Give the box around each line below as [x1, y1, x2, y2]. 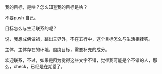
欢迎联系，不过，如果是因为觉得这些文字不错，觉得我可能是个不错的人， [5, 57, 153, 63]
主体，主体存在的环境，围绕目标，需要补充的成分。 [5, 47, 109, 52]
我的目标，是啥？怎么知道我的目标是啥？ [5, 4, 88, 10]
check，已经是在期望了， [13, 64, 66, 69]
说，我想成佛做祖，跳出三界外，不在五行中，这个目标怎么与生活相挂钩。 [5, 36, 153, 42]
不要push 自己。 [5, 15, 39, 21]
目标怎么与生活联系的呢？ [5, 25, 57, 31]
